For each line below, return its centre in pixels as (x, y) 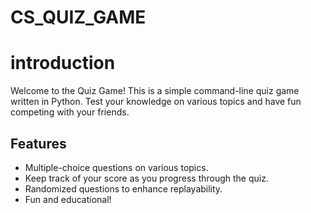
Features (38, 143)
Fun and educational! (68, 199)
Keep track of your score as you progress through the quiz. (146, 178)
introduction (63, 63)
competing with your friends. (70, 112)
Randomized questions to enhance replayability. (123, 188)
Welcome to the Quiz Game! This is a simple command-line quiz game (155, 91)
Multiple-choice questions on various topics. (116, 167)
